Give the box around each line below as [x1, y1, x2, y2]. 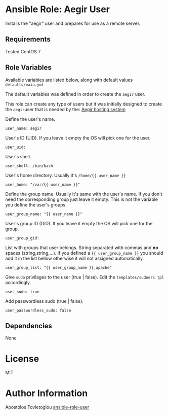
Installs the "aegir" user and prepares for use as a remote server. [5, 20, 141, 26]
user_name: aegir [5, 126, 42, 131]
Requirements [5, 35, 51, 44]
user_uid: [5, 145, 26, 150]
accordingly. [5, 279, 31, 285]
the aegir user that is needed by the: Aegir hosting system [5, 106, 126, 112]
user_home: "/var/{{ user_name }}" [5, 182, 80, 187]
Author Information [5, 387, 88, 399]
